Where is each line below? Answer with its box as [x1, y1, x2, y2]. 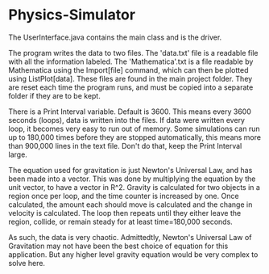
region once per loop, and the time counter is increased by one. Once [8, 191, 239, 200]
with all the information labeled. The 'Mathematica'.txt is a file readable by [8, 57, 254, 66]
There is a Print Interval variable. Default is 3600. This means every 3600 [8, 107, 251, 116]
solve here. [8, 258, 46, 268]
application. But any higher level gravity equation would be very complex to [8, 249, 259, 259]
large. [8, 150, 28, 159]
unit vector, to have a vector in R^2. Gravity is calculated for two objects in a [8, 182, 260, 192]
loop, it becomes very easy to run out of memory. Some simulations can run [8, 124, 260, 133]
